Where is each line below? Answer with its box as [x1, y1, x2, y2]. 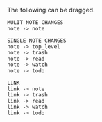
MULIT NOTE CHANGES [7, 19, 64, 26]
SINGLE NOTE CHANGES [7, 37, 67, 44]
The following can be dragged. [7, 6, 95, 14]
